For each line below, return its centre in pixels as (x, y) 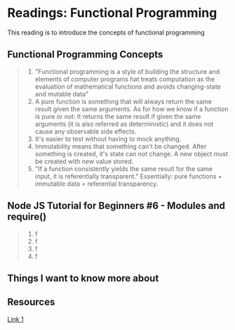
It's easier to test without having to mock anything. (108, 139)
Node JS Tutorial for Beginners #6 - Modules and (116, 206)
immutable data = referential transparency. (96, 184)
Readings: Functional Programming (112, 13)
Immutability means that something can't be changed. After (121, 146)
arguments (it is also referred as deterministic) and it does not (124, 124)
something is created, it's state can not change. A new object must (132, 153)
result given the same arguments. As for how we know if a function (132, 109)
